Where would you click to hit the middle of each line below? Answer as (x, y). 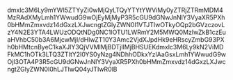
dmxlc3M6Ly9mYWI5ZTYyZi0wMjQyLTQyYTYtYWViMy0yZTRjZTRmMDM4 (115, 10)
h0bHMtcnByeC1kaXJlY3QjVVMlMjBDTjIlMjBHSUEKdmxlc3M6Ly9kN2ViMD (115, 47)
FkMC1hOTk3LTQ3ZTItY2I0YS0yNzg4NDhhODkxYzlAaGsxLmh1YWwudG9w (117, 54)
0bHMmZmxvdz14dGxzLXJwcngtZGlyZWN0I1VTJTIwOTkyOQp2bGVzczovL (116, 25)
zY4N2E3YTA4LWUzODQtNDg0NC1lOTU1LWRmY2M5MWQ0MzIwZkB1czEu (116, 32)
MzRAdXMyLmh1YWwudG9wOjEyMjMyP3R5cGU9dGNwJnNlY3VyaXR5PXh (116, 17)
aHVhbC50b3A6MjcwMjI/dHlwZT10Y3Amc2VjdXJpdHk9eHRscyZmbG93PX (116, 40)
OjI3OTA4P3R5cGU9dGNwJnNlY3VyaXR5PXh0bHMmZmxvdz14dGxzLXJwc (116, 62)
